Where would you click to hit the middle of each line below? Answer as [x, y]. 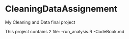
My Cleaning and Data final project [40, 22]
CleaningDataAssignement [61, 9]
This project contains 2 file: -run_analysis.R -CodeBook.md [65, 31]
